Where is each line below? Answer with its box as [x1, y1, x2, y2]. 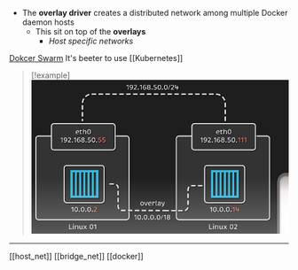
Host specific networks [48, 35, 134, 46]
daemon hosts [21, 17, 75, 27]
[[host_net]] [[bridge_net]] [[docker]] [9, 251, 144, 261]
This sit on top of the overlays [35, 27, 146, 36]
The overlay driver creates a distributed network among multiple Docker [21, 8, 288, 18]
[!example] [30, 70, 71, 81]
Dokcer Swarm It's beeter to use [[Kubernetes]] [9, 53, 184, 63]
